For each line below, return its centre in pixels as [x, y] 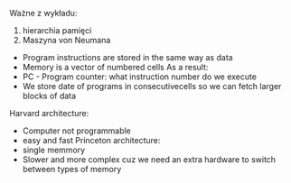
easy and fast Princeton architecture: [91, 140]
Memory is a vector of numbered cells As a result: [115, 67]
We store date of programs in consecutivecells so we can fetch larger [152, 86]
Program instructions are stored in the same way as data [127, 57]
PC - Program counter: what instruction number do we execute [140, 77]
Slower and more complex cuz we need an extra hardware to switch [149, 160]
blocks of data [49, 96]
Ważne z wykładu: [43, 13]
